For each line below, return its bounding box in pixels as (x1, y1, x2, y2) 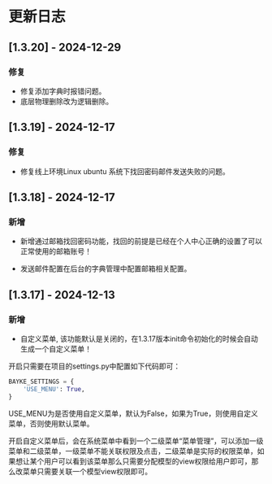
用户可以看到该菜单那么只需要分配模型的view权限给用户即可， (43, 456, 252, 466)
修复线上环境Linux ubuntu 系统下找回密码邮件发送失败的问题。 (19, 166, 230, 176)
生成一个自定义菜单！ (19, 343, 92, 354)
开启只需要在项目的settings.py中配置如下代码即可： (8, 361, 181, 371)
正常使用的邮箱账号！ (19, 246, 92, 256)
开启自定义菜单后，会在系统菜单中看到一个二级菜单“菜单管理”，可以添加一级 (8, 436, 264, 446)
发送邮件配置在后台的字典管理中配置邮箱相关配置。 (19, 264, 192, 273)
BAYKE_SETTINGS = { (8, 377, 75, 386)
